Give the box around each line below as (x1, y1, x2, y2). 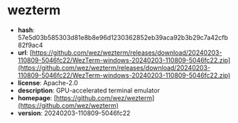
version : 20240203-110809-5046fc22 (17, 109, 131, 117)
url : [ (17, 48, 33, 57)
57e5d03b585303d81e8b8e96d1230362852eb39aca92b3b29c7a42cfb (17, 33, 229, 41)
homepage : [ (17, 93, 57, 102)
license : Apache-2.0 (17, 78, 78, 87)
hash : (17, 26, 36, 34)
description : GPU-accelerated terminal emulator (17, 86, 160, 95)
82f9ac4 (17, 41, 43, 49)
